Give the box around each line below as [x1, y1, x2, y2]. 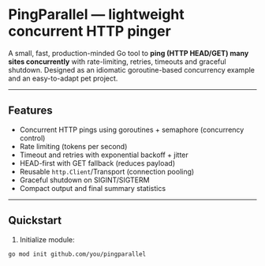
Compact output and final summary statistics [19, 183, 166, 193]
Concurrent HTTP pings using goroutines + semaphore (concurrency [19, 125, 244, 134]
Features [8, 104, 53, 118]
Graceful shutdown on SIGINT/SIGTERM [19, 175, 150, 185]
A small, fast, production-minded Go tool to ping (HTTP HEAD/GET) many [8, 48, 249, 58]
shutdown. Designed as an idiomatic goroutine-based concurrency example [8, 65, 255, 74]
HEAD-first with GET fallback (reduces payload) [19, 158, 176, 167]
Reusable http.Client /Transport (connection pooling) [19, 167, 195, 176]
